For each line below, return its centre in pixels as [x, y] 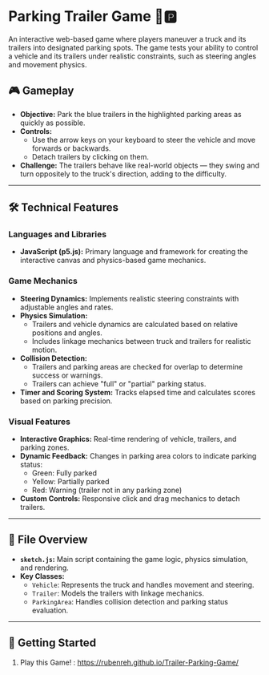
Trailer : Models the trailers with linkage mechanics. [118, 593]
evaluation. [50, 610]
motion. [44, 350]
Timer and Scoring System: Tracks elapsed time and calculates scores [138, 392]
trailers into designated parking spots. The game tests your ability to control [133, 47]
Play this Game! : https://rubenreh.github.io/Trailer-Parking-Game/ [129, 662]
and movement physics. [48, 64]
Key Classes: [42, 576]
